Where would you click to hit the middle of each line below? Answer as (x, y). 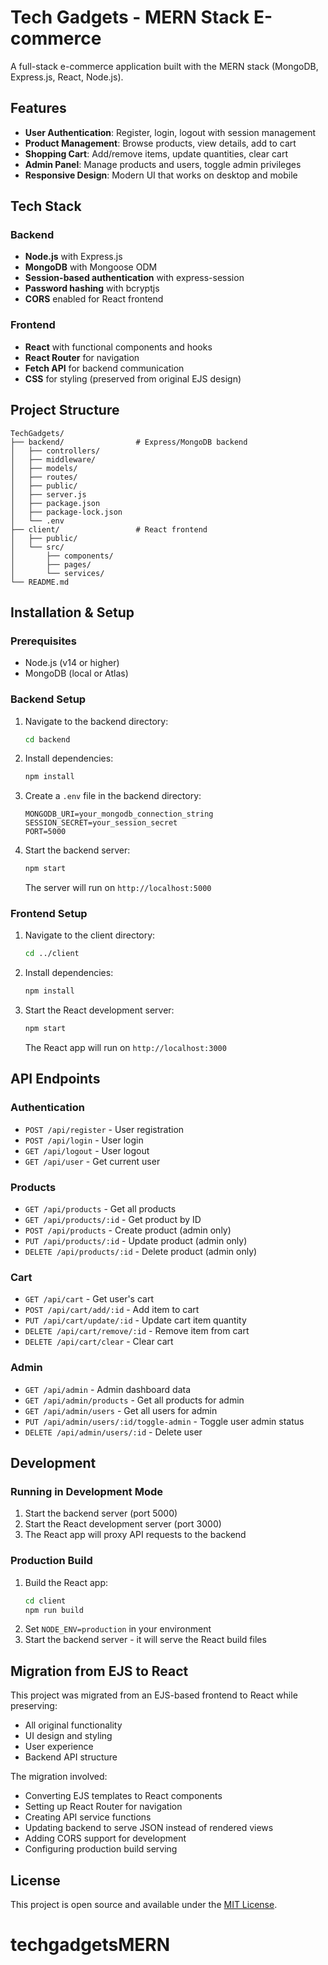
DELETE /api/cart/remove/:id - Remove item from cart (137, 1331)
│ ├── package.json (55, 503)
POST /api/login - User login (84, 1140)
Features (38, 108)
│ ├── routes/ (44, 477)
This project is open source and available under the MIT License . (144, 1905)
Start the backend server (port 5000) (101, 1513)
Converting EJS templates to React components (123, 1796)
